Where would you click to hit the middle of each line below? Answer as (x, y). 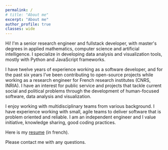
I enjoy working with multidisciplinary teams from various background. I (80, 106)
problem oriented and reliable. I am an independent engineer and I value (81, 117)
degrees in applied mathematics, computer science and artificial (72, 49)
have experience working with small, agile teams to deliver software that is (83, 112)
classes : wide (20, 29)
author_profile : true (28, 24)
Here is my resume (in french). (37, 132)
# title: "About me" (27, 15)
